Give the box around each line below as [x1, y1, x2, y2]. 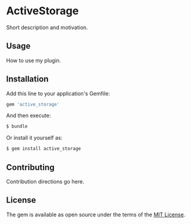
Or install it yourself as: [6, 134, 62, 141]
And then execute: [6, 112, 51, 119]
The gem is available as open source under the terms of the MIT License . [6, 211, 186, 218]
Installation [6, 74, 49, 84]
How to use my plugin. [6, 56, 61, 64]
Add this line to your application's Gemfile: [6, 90, 110, 97]
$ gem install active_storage [6, 146, 82, 152]
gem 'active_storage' [6, 101, 60, 108]
